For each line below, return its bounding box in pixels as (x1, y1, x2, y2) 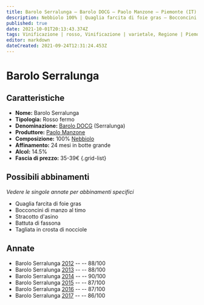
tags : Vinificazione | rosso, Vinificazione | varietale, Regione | (6, 32, 183, 38)
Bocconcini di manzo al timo (15, 206, 86, 213)
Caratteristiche (6, 93, 65, 103)
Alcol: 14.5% (15, 148, 47, 155)
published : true (6, 20, 47, 26)
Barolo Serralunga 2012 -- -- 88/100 (15, 259, 106, 267)
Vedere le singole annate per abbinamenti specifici (6, 188, 134, 195)
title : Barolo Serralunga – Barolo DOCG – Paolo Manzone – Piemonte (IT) (6, 9, 197, 15)
